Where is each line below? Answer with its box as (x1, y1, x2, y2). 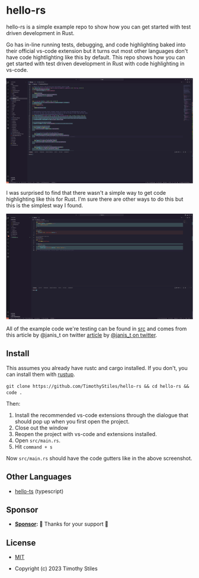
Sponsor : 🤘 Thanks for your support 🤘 (14, 520, 108, 528)
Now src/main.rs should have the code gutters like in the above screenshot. (6, 454, 192, 462)
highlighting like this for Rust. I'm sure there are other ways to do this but (6, 195, 184, 203)
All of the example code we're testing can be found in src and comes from (6, 325, 187, 332)
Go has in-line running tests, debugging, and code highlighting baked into (6, 41, 186, 48)
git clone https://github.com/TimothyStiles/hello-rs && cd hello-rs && (6, 383, 190, 389)
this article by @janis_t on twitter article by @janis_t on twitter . (6, 331, 158, 339)
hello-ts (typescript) (14, 488, 64, 495)
